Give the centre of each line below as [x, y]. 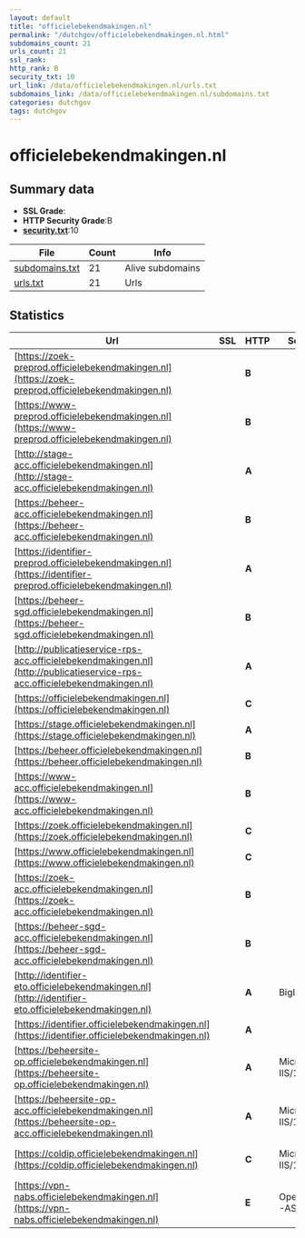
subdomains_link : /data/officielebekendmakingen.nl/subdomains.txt [140, 94]
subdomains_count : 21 [50, 43]
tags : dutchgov [38, 111]
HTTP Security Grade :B [68, 221]
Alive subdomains [163, 268]
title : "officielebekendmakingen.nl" [81, 26]
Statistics [37, 315]
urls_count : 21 [38, 52]
